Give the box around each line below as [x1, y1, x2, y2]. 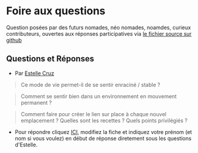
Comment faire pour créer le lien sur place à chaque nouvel [20, 110, 166, 117]
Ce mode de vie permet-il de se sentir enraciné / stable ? [20, 81, 161, 88]
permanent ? [20, 99, 52, 106]
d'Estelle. [14, 141, 37, 148]
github [6, 36, 22, 43]
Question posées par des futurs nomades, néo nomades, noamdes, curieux [6, 24, 191, 31]
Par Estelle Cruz [14, 70, 55, 77]
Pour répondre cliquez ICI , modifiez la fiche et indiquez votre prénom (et [14, 128, 192, 135]
